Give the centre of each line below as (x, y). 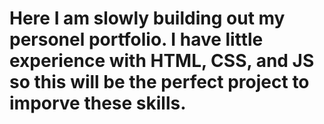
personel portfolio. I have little (136, 39)
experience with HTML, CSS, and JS (162, 61)
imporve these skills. (98, 103)
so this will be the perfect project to (159, 82)
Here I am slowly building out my (147, 18)
